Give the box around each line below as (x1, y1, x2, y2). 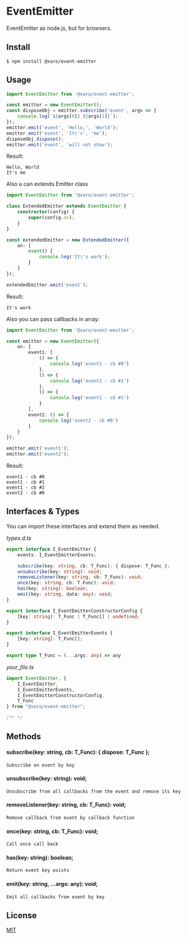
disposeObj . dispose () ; (6, 136, 64, 142)
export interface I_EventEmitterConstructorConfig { (6, 608, 143, 614)
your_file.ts (6, 663, 34, 671)
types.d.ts (6, 534, 32, 542)
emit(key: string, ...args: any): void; (6, 881, 99, 887)
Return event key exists (6, 867, 69, 874)
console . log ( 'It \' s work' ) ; (38, 254, 111, 260)
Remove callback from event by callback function (6, 815, 135, 821)
